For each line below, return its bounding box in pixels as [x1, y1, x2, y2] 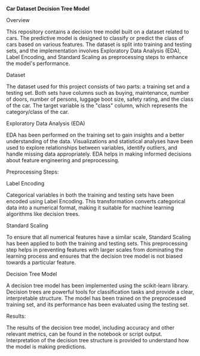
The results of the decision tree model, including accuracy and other [6, 324, 175, 331]
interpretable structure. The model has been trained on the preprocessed [6, 295, 186, 302]
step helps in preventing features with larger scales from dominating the [6, 246, 183, 253]
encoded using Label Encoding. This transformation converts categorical [6, 198, 186, 205]
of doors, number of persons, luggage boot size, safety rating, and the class [6, 95, 194, 103]
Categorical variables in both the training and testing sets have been [6, 191, 174, 199]
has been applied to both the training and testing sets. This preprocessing [6, 240, 188, 247]
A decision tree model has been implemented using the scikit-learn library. [6, 282, 189, 289]
